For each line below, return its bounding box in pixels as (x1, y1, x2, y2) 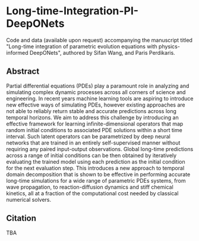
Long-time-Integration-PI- (6, 4, 138, 18)
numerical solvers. (6, 196, 52, 203)
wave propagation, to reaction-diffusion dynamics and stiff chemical (6, 183, 173, 190)
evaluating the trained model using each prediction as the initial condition (6, 158, 185, 165)
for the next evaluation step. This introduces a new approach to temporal (6, 164, 185, 171)
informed (6, 49, 29, 56)
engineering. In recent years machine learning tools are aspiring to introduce (6, 95, 194, 102)
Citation (6, 213, 37, 224)
